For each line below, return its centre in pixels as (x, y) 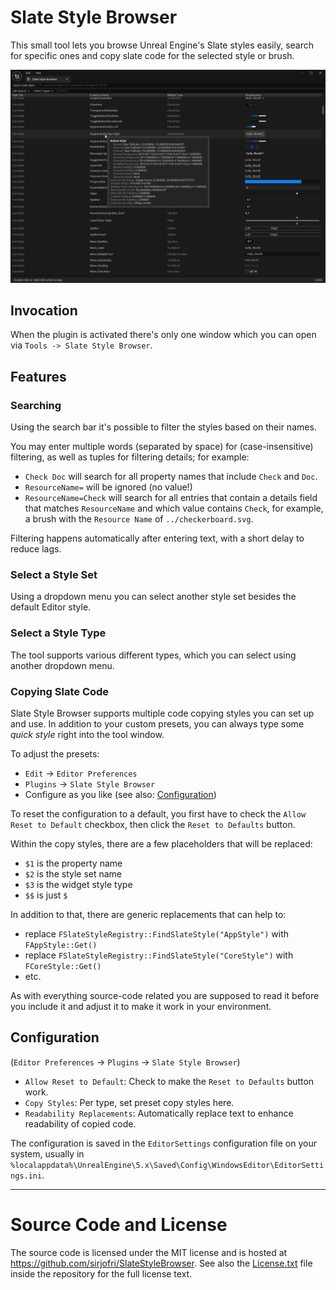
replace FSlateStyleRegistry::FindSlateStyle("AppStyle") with (157, 933)
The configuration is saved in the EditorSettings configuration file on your (163, 1143)
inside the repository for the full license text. (101, 1273)
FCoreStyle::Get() (63, 966)
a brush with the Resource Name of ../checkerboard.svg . (139, 519)
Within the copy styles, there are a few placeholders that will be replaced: (161, 843)
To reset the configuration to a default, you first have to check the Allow (158, 813)
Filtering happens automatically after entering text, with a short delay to (157, 538)
